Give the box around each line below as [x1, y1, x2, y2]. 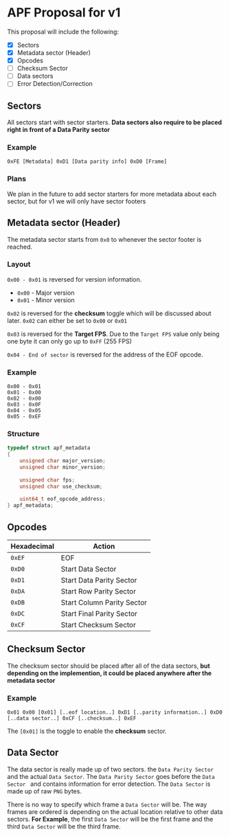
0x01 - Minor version [16, 295, 76, 304]
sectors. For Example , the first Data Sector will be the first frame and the [7, 815, 214, 823]
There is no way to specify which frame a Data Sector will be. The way [7, 800, 207, 809]
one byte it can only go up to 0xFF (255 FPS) [7, 337, 133, 345]
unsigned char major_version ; [19, 457, 106, 464]
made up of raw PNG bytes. [7, 787, 82, 795]
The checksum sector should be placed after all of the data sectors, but [7, 662, 211, 670]
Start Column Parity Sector [60, 598, 148, 607]
